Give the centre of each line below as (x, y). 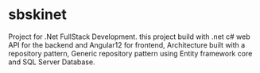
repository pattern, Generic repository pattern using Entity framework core (130, 53)
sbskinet (38, 15)
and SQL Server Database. (52, 62)
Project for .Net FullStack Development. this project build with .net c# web (129, 36)
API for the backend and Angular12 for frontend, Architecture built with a (127, 44)
